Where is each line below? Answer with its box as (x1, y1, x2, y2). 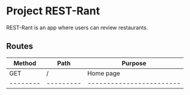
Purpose (122, 59, 147, 67)
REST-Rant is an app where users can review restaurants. (6, 24, 148, 31)
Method (13, 59, 37, 67)
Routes (6, 41, 34, 51)
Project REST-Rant (6, 4, 100, 18)
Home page (87, 69, 120, 77)
